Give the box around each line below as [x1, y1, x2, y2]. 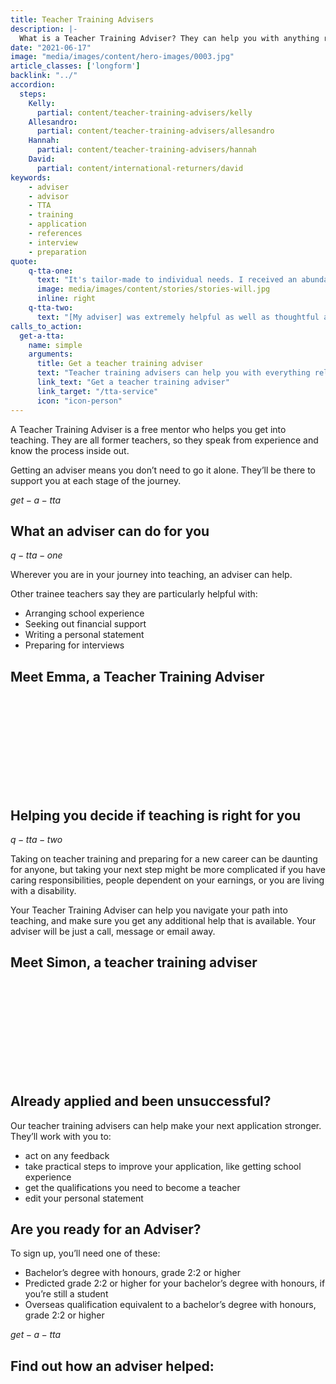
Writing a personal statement [24, 629, 145, 641]
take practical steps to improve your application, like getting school [24, 1160, 302, 1172]
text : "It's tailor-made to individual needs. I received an [36, 275, 298, 285]
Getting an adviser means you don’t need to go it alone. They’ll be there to [10, 464, 316, 476]
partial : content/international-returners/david [36, 163, 244, 173]
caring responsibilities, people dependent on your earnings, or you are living [10, 874, 325, 886]
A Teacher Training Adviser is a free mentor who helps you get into [10, 423, 287, 435]
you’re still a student [24, 1288, 109, 1300]
